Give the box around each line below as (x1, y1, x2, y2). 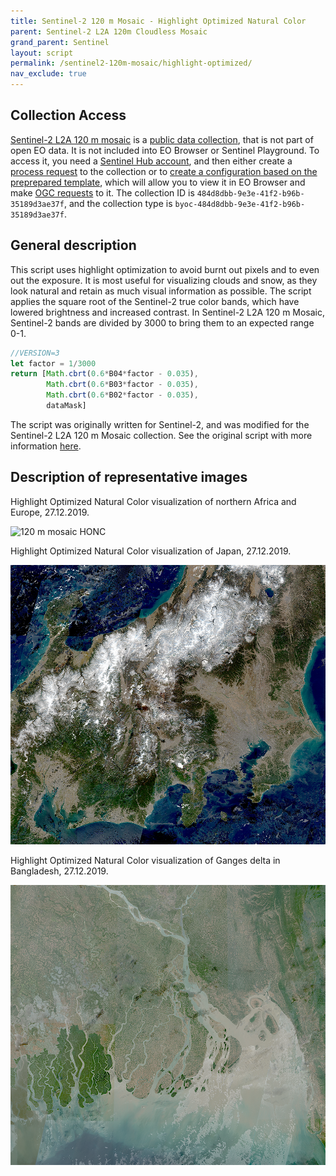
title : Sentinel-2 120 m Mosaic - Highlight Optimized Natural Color (10, 16, 307, 26)
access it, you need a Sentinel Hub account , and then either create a (10, 155, 293, 167)
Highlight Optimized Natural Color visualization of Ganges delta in (10, 855, 281, 867)
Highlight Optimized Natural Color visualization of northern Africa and (10, 495, 297, 507)
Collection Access (10, 107, 127, 124)
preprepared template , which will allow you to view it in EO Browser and (10, 176, 306, 188)
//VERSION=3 (10, 348, 60, 358)
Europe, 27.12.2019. (10, 506, 90, 518)
